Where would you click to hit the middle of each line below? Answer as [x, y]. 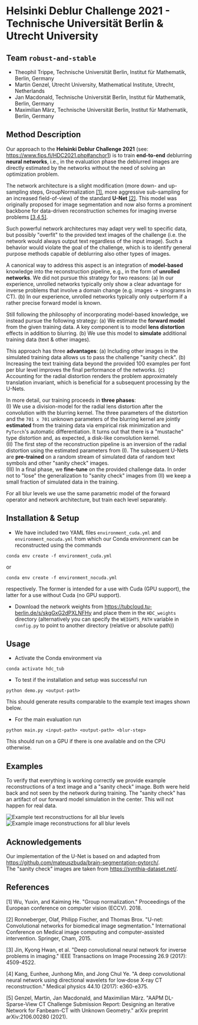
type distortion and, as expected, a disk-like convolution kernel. [83, 438]
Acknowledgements [44, 842]
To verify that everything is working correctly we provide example [86, 781]
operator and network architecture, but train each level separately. [87, 499]
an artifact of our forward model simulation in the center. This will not [90, 800]
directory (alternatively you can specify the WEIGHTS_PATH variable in [97, 619]
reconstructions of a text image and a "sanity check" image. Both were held [98, 787]
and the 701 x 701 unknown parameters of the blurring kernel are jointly [93, 419]
